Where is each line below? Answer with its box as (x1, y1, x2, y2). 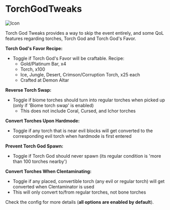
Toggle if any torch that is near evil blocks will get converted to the (12, 128, 153, 134)
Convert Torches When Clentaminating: (5, 168, 92, 174)
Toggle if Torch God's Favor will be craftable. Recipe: (12, 55, 125, 61)
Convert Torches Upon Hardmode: (5, 117, 80, 123)
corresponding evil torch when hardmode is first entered (12, 133, 132, 139)
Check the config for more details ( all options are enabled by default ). (5, 199, 154, 205)
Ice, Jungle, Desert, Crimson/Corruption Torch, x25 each (20, 71, 140, 77)
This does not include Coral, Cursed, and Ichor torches (20, 108, 136, 114)
